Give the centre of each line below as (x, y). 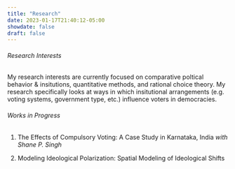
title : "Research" (34, 14)
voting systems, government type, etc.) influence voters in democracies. (112, 99)
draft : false (26, 33)
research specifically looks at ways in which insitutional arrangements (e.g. (116, 92)
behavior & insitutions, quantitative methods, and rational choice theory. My (116, 84)
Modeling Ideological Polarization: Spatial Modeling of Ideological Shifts (121, 158)
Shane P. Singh (39, 145)
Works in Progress (34, 115)
